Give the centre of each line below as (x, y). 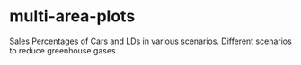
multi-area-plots (72, 16)
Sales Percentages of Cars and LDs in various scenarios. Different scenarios (150, 41)
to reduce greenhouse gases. (64, 50)
